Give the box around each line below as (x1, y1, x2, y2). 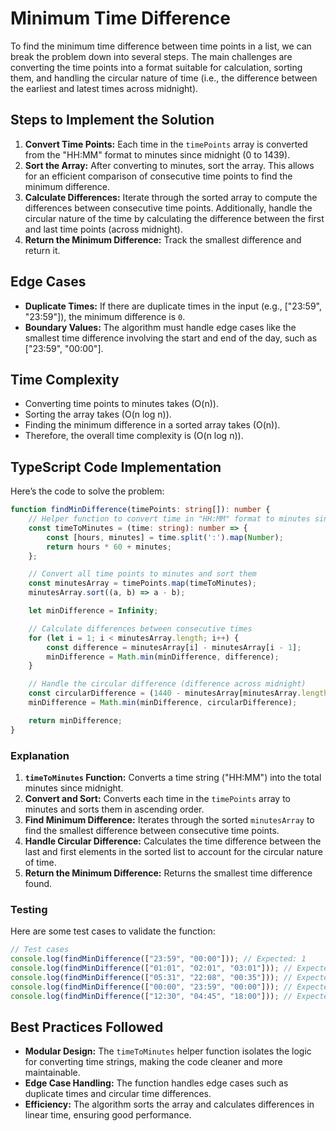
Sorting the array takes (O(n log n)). (24, 408, 172, 421)
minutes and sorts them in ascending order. (24, 803, 205, 815)
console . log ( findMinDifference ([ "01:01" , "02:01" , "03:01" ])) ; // (10, 963, 293, 974)
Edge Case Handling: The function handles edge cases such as (24, 1077, 289, 1089)
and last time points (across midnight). (24, 223, 183, 235)
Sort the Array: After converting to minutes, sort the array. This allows (24, 159, 315, 171)
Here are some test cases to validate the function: (10, 925, 216, 937)
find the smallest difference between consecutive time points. (24, 824, 280, 836)
